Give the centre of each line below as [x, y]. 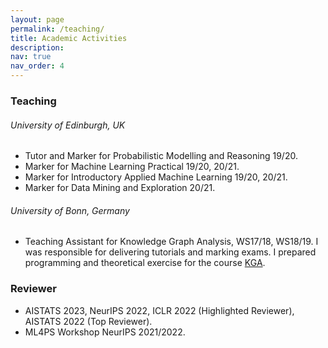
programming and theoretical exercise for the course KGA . [145, 263]
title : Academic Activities [69, 38]
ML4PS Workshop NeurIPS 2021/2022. [105, 332]
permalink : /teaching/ [57, 29]
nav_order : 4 [37, 66]
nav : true [31, 57]
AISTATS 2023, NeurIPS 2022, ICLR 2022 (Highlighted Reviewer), [159, 310]
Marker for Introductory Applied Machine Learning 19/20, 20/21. [156, 177]
